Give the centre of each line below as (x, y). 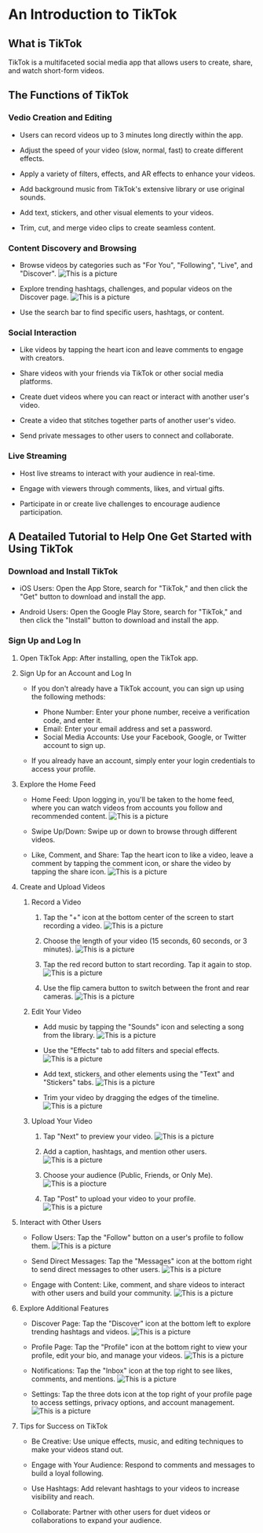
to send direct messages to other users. (96, 1269)
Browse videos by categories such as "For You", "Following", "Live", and (136, 265)
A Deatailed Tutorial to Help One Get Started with (130, 536)
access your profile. (63, 768)
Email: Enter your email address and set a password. (128, 728)
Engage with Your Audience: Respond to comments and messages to (143, 1465)
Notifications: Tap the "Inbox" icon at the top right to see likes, (132, 1370)
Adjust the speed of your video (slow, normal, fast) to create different (131, 150)
